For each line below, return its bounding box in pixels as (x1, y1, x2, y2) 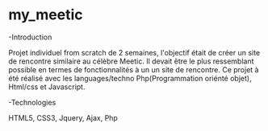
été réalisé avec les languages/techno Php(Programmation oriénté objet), (8, 73, 252, 83)
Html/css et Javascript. (8, 82, 86, 92)
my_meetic (8, 6, 83, 24)
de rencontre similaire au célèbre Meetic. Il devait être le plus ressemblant (8, 56, 254, 66)
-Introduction (8, 32, 52, 42)
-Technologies (8, 97, 57, 107)
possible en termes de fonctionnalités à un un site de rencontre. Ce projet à (8, 64, 259, 74)
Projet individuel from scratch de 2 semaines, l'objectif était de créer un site (8, 47, 261, 57)
